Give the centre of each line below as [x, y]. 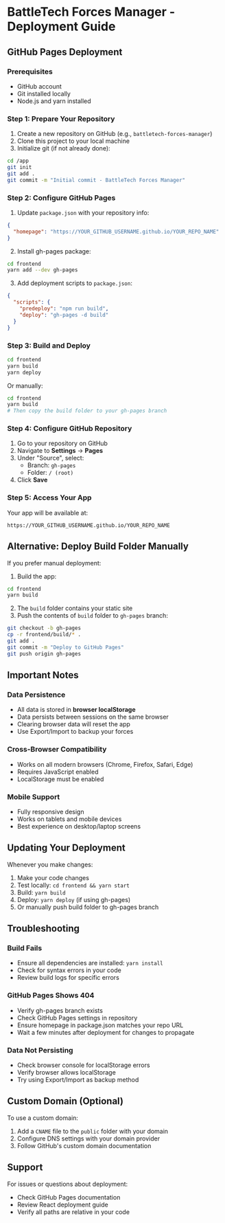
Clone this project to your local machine [73, 141]
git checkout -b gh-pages [44, 628]
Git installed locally [44, 93]
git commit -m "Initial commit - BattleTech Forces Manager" [96, 180]
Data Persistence [36, 695]
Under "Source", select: [50, 458]
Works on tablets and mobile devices [69, 819]
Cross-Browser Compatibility [57, 750]
